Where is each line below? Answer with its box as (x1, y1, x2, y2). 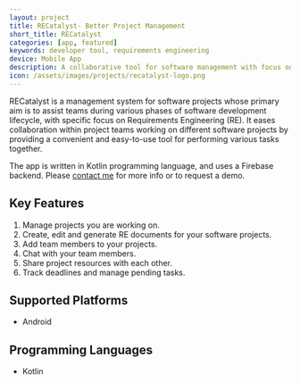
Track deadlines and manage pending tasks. (21, 267, 186, 278)
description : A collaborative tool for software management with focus (9, 63, 281, 72)
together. (9, 143, 43, 154)
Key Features (9, 196, 85, 211)
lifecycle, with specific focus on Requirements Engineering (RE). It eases (9, 114, 276, 125)
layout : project (9, 13, 70, 22)
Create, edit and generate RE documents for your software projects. (21, 229, 272, 239)
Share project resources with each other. (21, 257, 172, 268)
